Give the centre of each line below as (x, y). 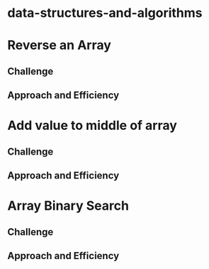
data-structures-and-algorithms (105, 13)
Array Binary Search (68, 206)
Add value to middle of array (92, 126)
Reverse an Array (60, 46)
